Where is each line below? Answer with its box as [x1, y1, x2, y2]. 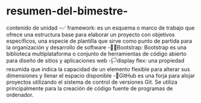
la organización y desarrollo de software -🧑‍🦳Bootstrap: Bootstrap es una [6, 43, 187, 51]
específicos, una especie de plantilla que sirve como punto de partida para [6, 37, 193, 45]
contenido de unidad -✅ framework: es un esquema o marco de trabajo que [6, 24, 195, 31]
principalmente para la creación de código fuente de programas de [6, 84, 173, 92]
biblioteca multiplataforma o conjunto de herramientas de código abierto [6, 50, 187, 57]
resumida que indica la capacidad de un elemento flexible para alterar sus [6, 65, 190, 73]
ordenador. [6, 91, 34, 98]
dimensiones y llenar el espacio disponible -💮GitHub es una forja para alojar [6, 72, 195, 79]
